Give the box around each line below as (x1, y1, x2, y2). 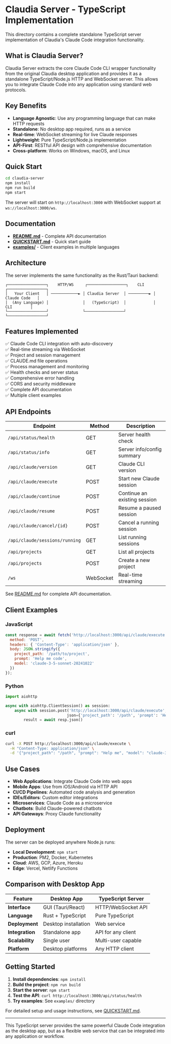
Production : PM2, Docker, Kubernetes (12, 854, 93, 860)
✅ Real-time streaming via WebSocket (5, 346, 85, 352)
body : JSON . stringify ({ (10, 647, 60, 652)
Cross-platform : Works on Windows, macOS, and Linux (12, 147, 130, 154)
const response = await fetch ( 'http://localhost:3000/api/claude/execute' (5, 632, 167, 638)
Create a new (118, 557, 150, 564)
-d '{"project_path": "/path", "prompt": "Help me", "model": (10, 751, 145, 756)
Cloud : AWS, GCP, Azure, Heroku (12, 859, 83, 865)
